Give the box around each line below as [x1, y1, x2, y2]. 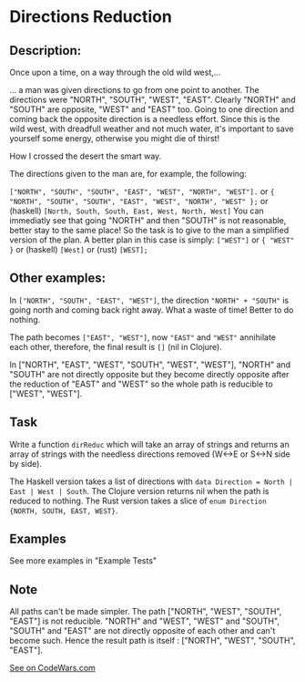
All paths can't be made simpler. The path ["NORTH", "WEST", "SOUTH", [9, 606, 282, 617]
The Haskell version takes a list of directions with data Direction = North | [9, 476, 293, 487]
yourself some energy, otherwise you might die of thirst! [9, 133, 220, 143]
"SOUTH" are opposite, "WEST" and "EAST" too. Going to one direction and [9, 104, 294, 115]
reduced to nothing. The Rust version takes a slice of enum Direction [9, 495, 267, 506]
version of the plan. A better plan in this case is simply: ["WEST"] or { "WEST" [9, 234, 295, 245]
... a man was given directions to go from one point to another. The [9, 85, 259, 95]
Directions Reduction [9, 6, 173, 27]
